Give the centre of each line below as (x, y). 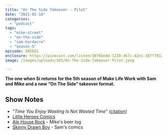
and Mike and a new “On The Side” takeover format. (60, 84)
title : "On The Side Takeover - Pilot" (46, 10)
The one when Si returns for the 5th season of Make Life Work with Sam (81, 79)
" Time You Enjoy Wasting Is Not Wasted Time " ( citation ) (70, 111)
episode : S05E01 (22, 51)
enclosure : (16, 56)
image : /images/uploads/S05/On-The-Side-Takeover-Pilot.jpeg (70, 60)
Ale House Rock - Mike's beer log (47, 122)
